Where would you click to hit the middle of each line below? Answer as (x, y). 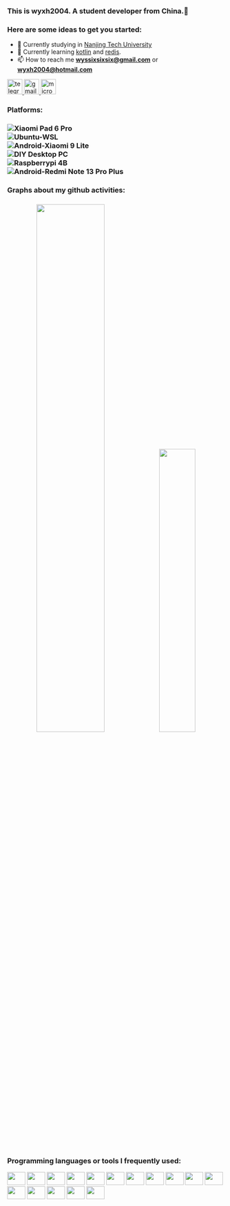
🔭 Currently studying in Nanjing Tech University (84, 45)
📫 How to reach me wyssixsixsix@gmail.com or (87, 60)
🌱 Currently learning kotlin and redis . (69, 52)
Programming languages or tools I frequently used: (94, 1160)
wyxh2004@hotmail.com (55, 70)
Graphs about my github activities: (66, 190)
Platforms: (25, 110)
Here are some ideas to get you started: (75, 29)
